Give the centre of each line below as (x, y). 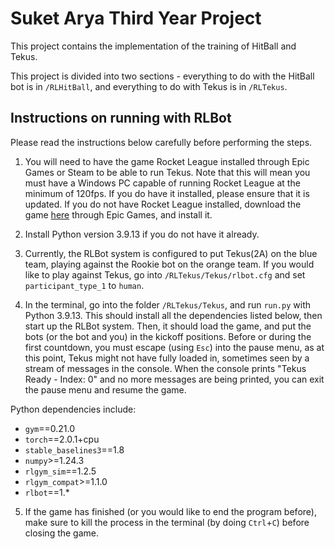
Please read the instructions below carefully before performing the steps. (161, 142)
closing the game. (62, 533)
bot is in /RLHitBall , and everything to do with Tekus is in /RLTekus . (149, 86)
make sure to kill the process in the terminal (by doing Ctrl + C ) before (167, 522)
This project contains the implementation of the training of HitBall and (153, 46)
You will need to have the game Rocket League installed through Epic (167, 161)
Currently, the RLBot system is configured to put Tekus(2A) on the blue (171, 253)
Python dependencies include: (73, 409)
